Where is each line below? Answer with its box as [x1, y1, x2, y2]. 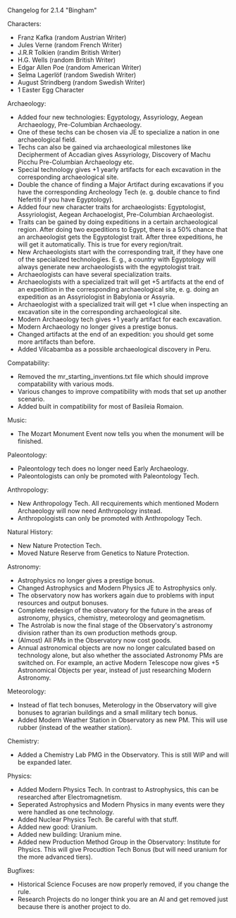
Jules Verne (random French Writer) [17, 41, 123, 49]
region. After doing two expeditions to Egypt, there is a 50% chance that [17, 225, 228, 233]
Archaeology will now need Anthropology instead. [17, 507, 163, 515]
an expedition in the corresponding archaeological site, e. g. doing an [17, 285, 219, 293]
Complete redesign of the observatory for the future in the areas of [17, 606, 213, 614]
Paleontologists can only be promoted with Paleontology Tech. [17, 472, 199, 480]
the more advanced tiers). [17, 852, 93, 861]
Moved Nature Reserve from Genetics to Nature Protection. [17, 549, 190, 557]
